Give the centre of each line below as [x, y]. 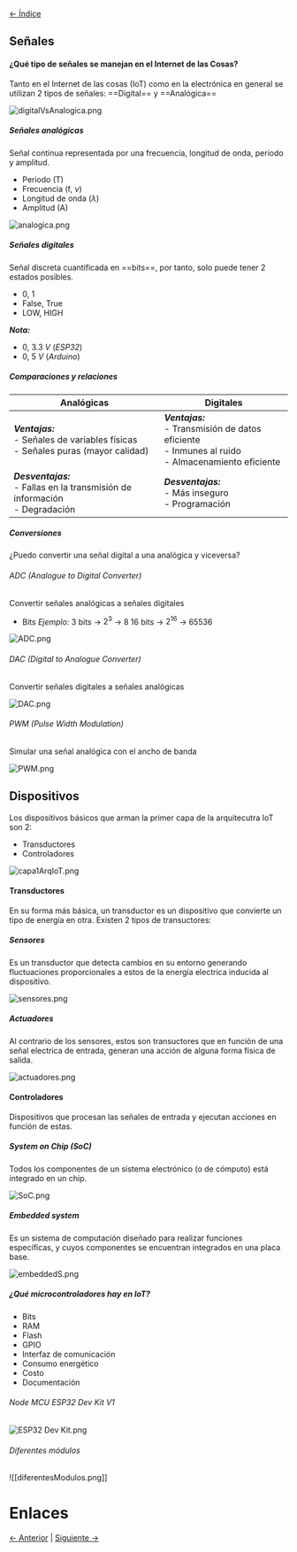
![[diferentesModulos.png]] [58, 1478]
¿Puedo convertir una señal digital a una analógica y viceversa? [125, 555]
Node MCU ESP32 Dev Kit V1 [62, 1402]
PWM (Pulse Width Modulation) [66, 724]
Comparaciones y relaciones [63, 377]
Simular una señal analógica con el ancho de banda [103, 751]
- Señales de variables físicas [76, 440]
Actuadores [31, 1018]
